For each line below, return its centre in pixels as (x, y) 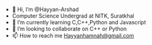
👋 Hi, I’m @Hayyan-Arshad (45, 9)
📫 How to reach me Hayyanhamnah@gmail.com (73, 36)
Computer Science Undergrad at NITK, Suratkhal (73, 16)
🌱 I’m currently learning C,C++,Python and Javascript (79, 22)
